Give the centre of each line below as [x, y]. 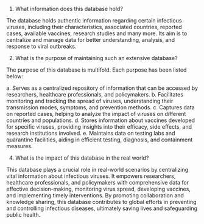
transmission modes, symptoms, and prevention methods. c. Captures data [100, 107]
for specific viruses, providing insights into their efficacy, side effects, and [99, 127]
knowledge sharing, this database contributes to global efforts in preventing [101, 202]
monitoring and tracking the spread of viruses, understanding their [90, 101]
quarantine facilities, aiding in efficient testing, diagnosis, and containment [100, 140]
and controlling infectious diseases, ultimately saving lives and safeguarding [102, 208]
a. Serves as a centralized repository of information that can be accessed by [102, 88]
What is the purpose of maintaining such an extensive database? [96, 58]
